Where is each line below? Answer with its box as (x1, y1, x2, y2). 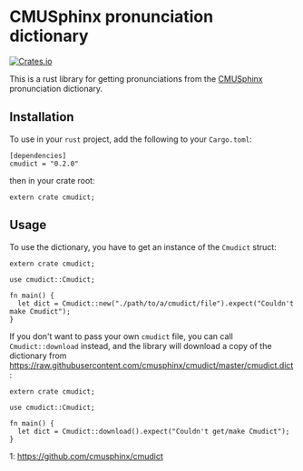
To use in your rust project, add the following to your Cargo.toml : (9, 134, 252, 145)
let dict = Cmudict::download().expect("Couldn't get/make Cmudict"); (17, 426, 290, 436)
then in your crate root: (9, 175, 95, 185)
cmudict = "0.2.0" (9, 159, 79, 168)
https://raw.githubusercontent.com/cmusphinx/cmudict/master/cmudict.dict (9, 359, 294, 370)
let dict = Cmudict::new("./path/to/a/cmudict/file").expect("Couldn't (17, 298, 295, 308)
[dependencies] (9, 151, 67, 160)
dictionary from (9, 350, 67, 361)
